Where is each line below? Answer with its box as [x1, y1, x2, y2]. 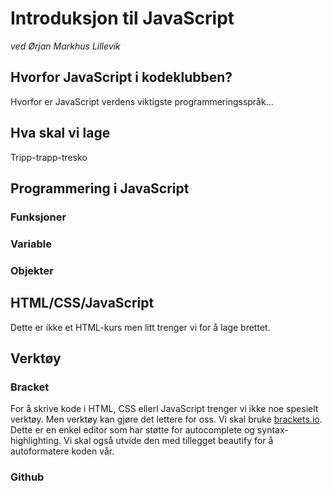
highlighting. [10, 435, 62, 447]
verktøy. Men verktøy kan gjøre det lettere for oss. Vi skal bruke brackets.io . [10, 413, 323, 426]
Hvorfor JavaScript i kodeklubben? [10, 69, 233, 86]
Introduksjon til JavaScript [10, 7, 235, 30]
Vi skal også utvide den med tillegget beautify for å [63, 435, 274, 447]
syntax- [256, 424, 289, 436]
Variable [10, 237, 52, 251]
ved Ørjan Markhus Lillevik [10, 40, 121, 52]
